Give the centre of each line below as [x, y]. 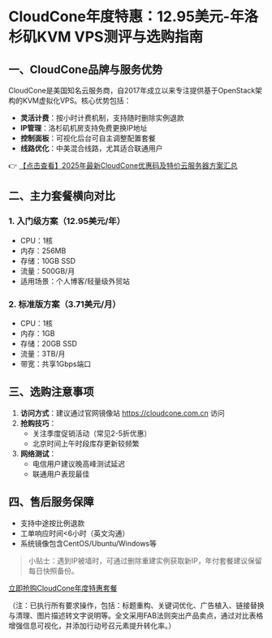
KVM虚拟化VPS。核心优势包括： [77, 101]
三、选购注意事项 [51, 392]
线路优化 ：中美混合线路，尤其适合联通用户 [91, 148]
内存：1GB [37, 333]
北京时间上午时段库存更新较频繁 [86, 443]
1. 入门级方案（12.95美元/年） [67, 222]
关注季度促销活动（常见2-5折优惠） [92, 433]
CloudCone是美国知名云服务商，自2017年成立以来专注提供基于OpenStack [132, 91]
